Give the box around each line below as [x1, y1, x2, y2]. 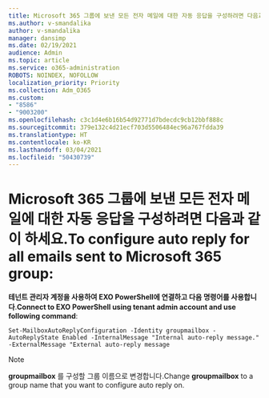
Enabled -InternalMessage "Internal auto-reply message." [62, 334, 260, 342]
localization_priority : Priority [8, 78, 120, 86]
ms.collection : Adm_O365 [8, 86, 91, 94]
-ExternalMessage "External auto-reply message [8, 341, 171, 349]
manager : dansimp [8, 34, 66, 42]
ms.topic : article [8, 57, 70, 65]
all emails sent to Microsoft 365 [8, 247, 222, 266]
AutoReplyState [8, 334, 59, 342]
